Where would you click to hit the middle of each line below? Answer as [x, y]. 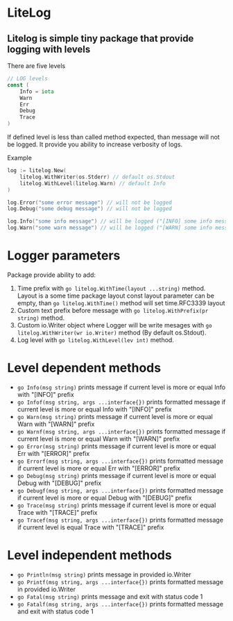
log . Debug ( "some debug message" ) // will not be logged [89, 209]
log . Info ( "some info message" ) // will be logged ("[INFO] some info [110, 221]
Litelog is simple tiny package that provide [101, 39]
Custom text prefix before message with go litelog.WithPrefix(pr [113, 310]
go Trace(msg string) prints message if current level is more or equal [116, 505]
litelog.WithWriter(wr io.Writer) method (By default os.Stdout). [112, 332]
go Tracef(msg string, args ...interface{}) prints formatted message [120, 520]
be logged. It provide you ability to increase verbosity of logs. [95, 144]
